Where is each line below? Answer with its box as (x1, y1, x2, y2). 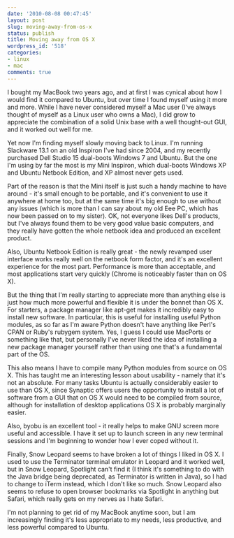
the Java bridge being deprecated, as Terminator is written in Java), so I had (7, 472, 227, 481)
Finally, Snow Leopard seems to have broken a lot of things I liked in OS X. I (7, 450, 224, 458)
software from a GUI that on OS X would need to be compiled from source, (7, 393, 222, 402)
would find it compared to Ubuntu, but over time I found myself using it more (7, 95, 228, 103)
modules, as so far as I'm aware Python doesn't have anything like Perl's (7, 320, 217, 328)
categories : (7, 50, 42, 57)
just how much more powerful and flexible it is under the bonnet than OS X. (7, 298, 224, 306)
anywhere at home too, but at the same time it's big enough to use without (7, 196, 221, 205)
